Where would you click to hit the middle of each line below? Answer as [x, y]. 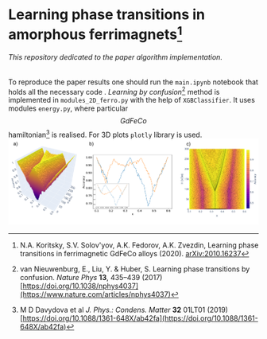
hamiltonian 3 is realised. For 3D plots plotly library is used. [105, 134]
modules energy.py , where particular [68, 108]
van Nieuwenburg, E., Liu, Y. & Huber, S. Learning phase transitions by [135, 269]
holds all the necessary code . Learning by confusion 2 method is [114, 91]
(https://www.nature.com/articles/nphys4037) [95, 294]
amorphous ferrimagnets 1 [95, 33]
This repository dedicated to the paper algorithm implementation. [115, 57]
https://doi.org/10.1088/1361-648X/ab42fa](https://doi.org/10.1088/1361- [140, 318]
